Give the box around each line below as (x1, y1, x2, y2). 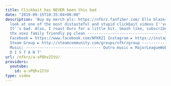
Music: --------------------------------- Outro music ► (10, 45, 133, 50)
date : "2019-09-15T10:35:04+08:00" (5, 12, 81, 17)
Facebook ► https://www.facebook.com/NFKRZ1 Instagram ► (10, 36, 133, 41)
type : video (5, 73, 31, 78)
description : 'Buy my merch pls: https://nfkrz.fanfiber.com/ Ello (5, 17, 152, 22)
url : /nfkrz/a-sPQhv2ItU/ (5, 54, 60, 60)
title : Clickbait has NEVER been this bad (5, 7, 97, 13)
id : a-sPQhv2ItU (14, 69, 49, 74)
